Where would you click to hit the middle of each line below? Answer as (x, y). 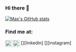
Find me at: (19, 32)
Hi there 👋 (17, 8)
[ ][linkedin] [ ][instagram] (46, 42)
